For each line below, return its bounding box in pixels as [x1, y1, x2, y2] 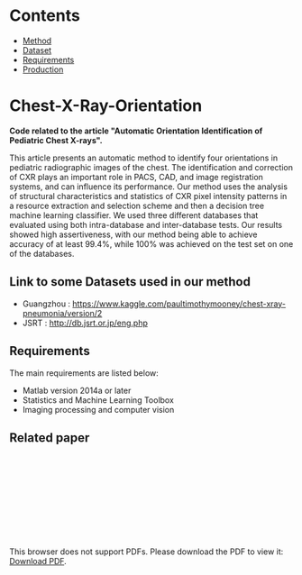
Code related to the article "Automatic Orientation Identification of [9, 125, 263, 136]
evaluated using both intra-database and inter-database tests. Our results [9, 219, 282, 230]
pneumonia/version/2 [22, 307, 103, 318]
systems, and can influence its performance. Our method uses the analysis [9, 181, 288, 192]
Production [22, 64, 64, 75]
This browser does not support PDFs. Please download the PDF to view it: [9, 546, 284, 557]
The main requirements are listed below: [9, 367, 160, 379]
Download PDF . [9, 556, 68, 567]
